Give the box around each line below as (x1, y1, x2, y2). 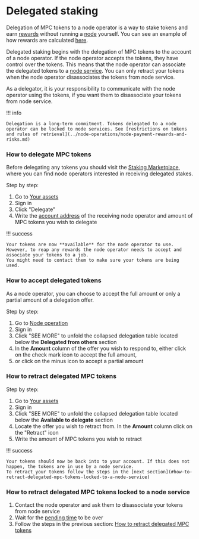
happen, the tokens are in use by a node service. (6, 463, 134, 469)
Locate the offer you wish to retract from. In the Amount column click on (14, 422, 193, 430)
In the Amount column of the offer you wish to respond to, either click (14, 345, 187, 352)
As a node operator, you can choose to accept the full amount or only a (6, 290, 181, 297)
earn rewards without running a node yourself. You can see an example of (6, 30, 187, 37)
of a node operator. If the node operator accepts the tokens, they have (6, 54, 179, 61)
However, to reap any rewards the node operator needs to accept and (6, 247, 182, 253)
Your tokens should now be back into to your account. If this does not (6, 458, 190, 464)
